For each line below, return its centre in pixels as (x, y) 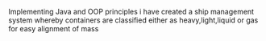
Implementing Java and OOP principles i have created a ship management (131, 12)
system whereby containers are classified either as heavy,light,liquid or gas (133, 20)
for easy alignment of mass (54, 29)
